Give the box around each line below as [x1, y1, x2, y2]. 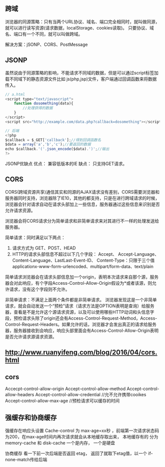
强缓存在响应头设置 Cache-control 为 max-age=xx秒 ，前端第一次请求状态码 [5, 428, 160, 434]
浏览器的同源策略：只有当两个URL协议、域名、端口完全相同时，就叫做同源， [5, 19, 160, 25]
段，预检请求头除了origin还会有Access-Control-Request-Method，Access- [5, 315, 157, 321]
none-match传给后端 [5, 456, 48, 462]
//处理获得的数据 [23, 105, 53, 111]
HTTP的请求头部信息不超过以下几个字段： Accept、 [12, 251, 117, 257]
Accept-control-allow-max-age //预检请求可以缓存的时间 [5, 398, 120, 404]
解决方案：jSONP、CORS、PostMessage [5, 41, 88, 47]
